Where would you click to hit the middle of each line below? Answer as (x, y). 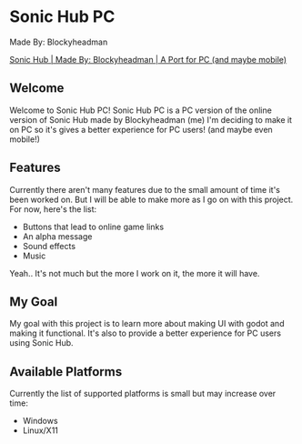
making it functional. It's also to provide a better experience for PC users (146, 333)
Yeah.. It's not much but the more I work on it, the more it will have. (135, 273)
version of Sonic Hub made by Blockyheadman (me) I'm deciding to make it (151, 119)
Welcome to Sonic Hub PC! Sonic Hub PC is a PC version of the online (141, 110)
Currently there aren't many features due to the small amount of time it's (145, 189)
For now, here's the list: (53, 209)
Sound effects (49, 246)
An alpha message (57, 236)
